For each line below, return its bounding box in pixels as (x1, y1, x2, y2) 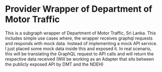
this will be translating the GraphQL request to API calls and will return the (5, 50, 154, 57)
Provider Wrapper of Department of (5, 3, 153, 15)
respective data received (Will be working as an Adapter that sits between (5, 56, 154, 62)
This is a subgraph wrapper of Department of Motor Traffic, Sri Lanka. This (5, 30, 156, 36)
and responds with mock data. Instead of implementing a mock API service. (5, 40, 158, 46)
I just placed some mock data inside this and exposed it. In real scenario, (5, 46, 152, 51)
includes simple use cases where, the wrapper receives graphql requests (5, 35, 153, 41)
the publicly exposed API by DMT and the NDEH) (5, 61, 104, 67)
